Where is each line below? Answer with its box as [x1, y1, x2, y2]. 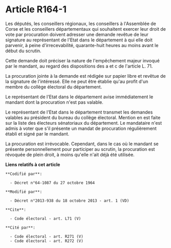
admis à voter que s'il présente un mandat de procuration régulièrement [5, 125, 157, 131]
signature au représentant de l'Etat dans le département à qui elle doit [5, 37, 153, 43]
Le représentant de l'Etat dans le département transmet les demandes [5, 109, 153, 115]
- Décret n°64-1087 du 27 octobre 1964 [10, 180, 95, 185]
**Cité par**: [5, 225, 36, 230]
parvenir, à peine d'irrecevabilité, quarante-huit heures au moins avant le [5, 42, 159, 48]
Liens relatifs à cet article [5, 161, 60, 167]
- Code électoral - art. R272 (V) [10, 238, 83, 243]
